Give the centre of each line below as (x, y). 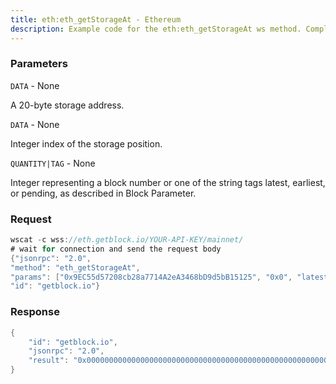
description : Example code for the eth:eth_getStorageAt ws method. (156, 29)
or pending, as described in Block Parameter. (103, 193)
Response (35, 312)
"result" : (49, 361)
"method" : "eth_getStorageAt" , (75, 267)
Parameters (39, 64)
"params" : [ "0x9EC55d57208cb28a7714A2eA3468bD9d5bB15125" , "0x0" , (151, 277)
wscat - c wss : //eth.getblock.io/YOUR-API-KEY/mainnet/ (127, 240)
